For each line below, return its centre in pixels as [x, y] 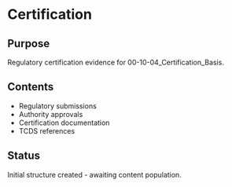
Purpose [29, 44]
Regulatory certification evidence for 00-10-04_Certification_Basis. [116, 62]
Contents [31, 87]
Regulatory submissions [58, 106]
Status [24, 156]
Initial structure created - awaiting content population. [94, 174]
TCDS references [47, 130]
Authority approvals [51, 114]
